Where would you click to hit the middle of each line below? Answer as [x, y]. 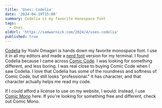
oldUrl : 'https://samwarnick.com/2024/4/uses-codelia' [62, 32]
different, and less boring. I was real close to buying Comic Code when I [78, 66]
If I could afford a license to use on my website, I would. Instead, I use [75, 91]
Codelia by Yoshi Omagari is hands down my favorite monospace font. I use [81, 50]
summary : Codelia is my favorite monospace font [55, 18]
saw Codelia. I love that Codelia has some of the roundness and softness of [81, 71]
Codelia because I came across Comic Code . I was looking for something [79, 61]
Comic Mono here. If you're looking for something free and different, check [81, 96]
